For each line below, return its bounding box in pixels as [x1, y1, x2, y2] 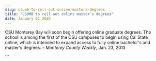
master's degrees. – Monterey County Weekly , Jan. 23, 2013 [5, 45, 126, 51]
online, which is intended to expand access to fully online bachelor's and [5, 40, 151, 46]
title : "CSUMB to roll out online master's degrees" [5, 12, 114, 16]
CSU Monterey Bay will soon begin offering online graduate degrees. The [5, 30, 151, 35]
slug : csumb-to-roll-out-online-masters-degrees [5, 7, 105, 12]
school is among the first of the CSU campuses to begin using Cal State [5, 34, 148, 40]
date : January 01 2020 [5, 16, 51, 21]
